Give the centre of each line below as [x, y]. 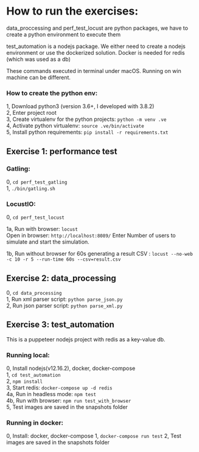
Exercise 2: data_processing [61, 278]
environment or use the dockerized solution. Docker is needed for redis [96, 52]
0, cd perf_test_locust [36, 217]
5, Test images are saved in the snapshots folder [67, 407]
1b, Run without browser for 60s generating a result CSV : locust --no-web [100, 254]
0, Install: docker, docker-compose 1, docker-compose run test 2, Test [94, 436]
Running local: [28, 355]
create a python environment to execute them [63, 34]
